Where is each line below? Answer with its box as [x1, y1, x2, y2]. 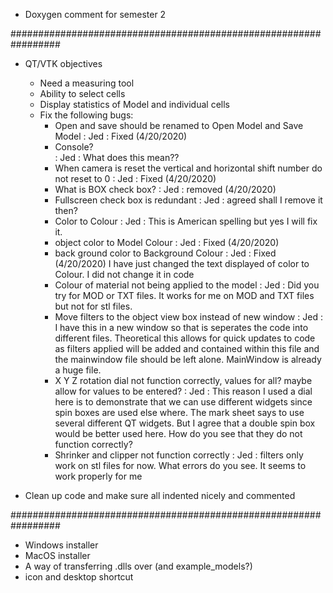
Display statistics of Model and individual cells [39, 99, 230, 110]
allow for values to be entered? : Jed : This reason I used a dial [54, 385, 313, 397]
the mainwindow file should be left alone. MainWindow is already [54, 354, 322, 365]
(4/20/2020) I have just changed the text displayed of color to [54, 258, 310, 269]
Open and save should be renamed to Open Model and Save [54, 120, 304, 131]
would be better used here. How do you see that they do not [54, 428, 303, 439]
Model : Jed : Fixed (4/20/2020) [54, 130, 188, 142]
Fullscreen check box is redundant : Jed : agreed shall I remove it [54, 194, 323, 206]
